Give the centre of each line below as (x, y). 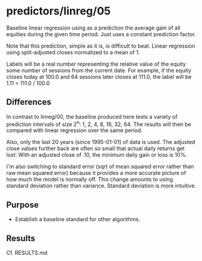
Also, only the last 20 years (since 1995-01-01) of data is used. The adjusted (101, 142)
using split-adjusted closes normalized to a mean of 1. (73, 52)
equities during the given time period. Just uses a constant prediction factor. (101, 34)
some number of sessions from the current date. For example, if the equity (99, 70)
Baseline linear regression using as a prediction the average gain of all (93, 28)
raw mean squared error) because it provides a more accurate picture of (96, 173)
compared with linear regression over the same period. (74, 130)
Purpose (23, 205)
